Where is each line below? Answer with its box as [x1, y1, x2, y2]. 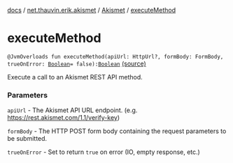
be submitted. [7, 134, 48, 143]
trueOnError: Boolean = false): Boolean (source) [7, 59, 147, 68]
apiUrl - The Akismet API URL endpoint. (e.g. [7, 106, 138, 114]
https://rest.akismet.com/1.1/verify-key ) [7, 114, 120, 122]
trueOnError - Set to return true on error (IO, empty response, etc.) [7, 148, 201, 156]
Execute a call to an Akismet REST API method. [7, 72, 143, 81]
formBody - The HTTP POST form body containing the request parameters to [7, 127, 227, 135]
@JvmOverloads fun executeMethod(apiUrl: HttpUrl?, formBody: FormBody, [7, 53, 224, 60]
